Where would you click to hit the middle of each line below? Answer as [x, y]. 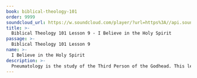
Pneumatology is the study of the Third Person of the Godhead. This [98, 66]
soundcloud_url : [26, 22]
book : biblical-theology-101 [42, 11]
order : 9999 [21, 17]
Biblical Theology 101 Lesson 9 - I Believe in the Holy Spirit [91, 33]
